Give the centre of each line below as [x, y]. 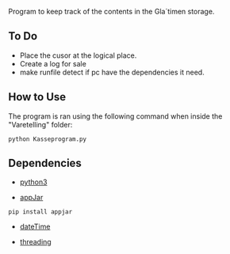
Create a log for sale [53, 63]
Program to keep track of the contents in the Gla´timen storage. [111, 11]
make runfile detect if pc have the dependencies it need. [112, 72]
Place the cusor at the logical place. [78, 55]
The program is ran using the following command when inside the [115, 116]
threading [35, 242]
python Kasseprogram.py [48, 139]
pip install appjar [40, 212]
